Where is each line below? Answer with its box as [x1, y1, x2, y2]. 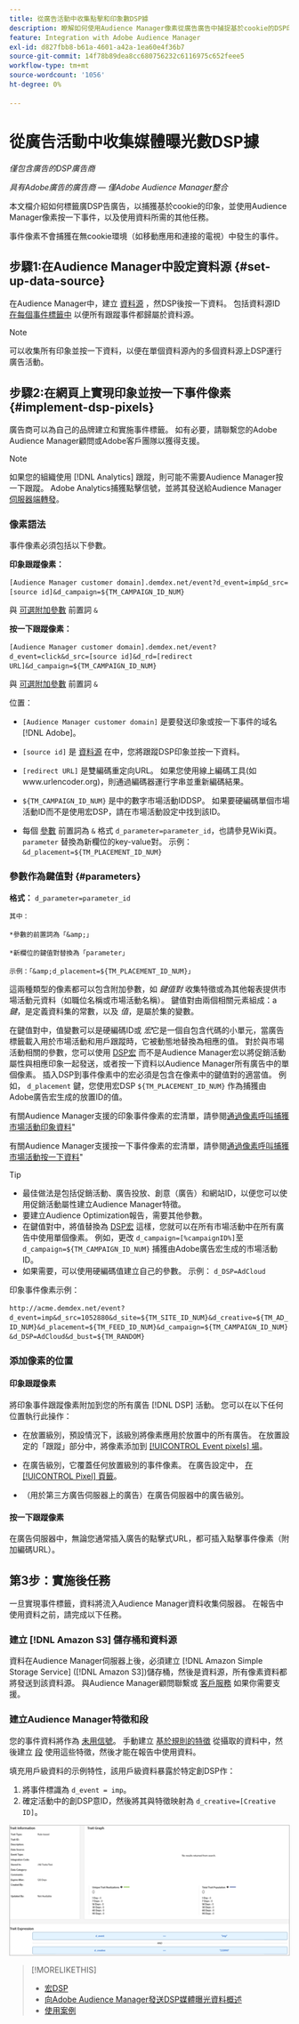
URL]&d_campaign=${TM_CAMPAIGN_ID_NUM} [9, 662, 158, 671]
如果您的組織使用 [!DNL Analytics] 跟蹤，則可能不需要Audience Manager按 [9, 472, 284, 482]
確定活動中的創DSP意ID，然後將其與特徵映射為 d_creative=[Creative [21, 1795, 276, 1806]
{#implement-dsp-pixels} [9, 399, 155, 415]
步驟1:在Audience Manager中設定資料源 [9, 259, 232, 274]
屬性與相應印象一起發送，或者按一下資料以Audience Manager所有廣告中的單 [9, 1058, 290, 1068]
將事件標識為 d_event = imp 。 [21, 1784, 132, 1794]
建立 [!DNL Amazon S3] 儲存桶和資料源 [9, 1633, 178, 1646]
